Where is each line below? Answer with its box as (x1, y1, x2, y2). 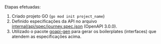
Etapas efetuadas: (4, 4, 41, 10)
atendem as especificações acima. (11, 33, 82, 39)
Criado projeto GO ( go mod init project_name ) (11, 13, 105, 19)
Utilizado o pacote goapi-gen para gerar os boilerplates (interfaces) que (11, 29, 157, 34)
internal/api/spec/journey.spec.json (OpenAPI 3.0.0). (11, 23, 117, 29)
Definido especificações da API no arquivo (11, 19, 97, 24)
